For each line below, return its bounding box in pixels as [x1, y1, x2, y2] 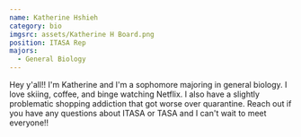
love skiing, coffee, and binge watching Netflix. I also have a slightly [9, 89, 261, 99]
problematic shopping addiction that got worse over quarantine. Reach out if [9, 98, 292, 108]
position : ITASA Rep [9, 38, 87, 47]
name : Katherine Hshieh [9, 13, 99, 22]
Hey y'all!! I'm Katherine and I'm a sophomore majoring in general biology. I [9, 80, 288, 90]
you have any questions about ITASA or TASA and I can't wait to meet [9, 108, 267, 118]
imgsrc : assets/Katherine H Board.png [9, 30, 155, 39]
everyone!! [9, 117, 49, 128]
